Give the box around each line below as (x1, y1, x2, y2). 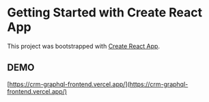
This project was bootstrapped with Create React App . (7, 42, 161, 50)
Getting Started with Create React (7, 5, 203, 21)
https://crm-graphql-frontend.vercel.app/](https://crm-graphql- (9, 80, 189, 88)
